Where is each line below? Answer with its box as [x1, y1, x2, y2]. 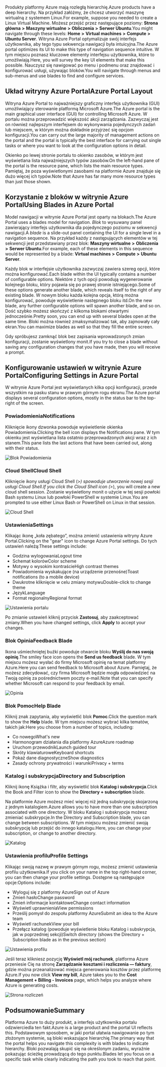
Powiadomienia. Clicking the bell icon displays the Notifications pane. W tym [5, 429, 160, 435]
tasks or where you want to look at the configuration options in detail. [5, 142, 147, 148]
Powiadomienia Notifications [5, 413, 75, 420]
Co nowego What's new [12, 733, 60, 739]
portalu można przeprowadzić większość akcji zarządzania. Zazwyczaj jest [5, 116, 159, 122]
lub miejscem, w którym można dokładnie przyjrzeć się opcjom [5, 127, 134, 133]
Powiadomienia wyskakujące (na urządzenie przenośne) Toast [12, 569, 139, 575]
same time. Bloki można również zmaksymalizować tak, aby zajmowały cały [5, 318, 160, 324]
